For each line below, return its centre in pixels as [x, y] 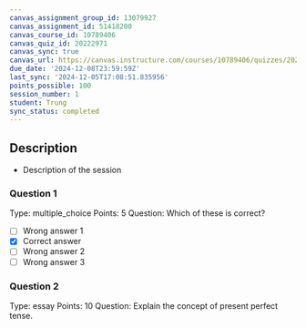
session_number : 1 [44, 94]
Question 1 [33, 193]
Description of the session [72, 170]
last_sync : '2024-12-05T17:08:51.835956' [89, 77]
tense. [21, 315]
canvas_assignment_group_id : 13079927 [83, 18]
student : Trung [38, 102]
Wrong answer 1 [53, 231]
